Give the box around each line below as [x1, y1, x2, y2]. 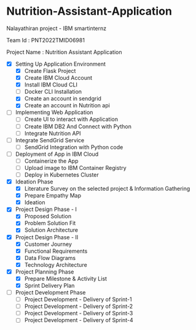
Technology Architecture [24, 261, 87, 268]
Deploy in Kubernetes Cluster [24, 171, 100, 178]
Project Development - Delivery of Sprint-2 [24, 302, 133, 310]
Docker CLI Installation [24, 88, 82, 96]
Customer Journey [24, 240, 73, 248]
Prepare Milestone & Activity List [24, 275, 108, 282]
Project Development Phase [15, 289, 86, 296]
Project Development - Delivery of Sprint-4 [24, 317, 133, 324]
